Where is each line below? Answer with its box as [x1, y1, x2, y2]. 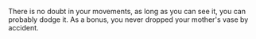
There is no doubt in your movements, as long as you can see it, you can [8, 7, 246, 16]
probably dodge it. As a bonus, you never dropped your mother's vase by [8, 15, 249, 24]
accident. [8, 23, 39, 32]
